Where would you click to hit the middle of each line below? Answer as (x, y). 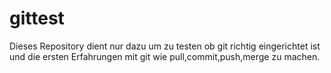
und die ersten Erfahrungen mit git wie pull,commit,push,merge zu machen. (165, 56)
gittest (37, 18)
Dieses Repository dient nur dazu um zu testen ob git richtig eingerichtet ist (165, 46)
